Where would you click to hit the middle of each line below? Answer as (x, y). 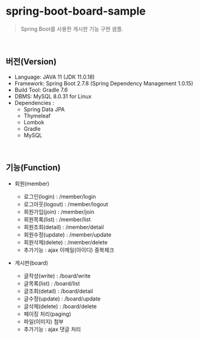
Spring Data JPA (44, 109)
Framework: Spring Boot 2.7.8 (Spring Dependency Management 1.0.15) (104, 83)
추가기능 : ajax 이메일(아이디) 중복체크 (69, 250)
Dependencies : (34, 102)
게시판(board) (31, 263)
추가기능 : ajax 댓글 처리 (52, 329)
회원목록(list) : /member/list (57, 219)
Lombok (34, 122)
